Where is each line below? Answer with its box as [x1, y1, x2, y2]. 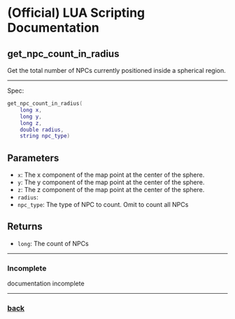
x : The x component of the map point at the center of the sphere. [17, 170, 205, 179]
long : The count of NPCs [17, 239, 89, 247]
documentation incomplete [7, 279, 85, 288]
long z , [20, 119, 42, 127]
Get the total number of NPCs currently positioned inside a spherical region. [7, 67, 226, 74]
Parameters [7, 152, 59, 164]
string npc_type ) [20, 133, 71, 140]
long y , [20, 113, 42, 120]
